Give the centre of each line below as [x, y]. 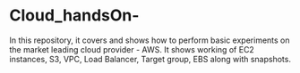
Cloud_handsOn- [74, 16]
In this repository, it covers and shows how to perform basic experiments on [150, 40]
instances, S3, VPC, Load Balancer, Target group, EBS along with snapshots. [150, 59]
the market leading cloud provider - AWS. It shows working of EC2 [132, 49]
